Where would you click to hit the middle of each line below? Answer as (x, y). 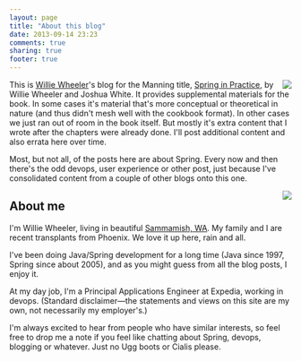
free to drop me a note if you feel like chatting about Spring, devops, (135, 337)
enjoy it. (24, 273)
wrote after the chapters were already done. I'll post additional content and (147, 132)
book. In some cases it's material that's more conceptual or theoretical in (144, 103)
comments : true (38, 43)
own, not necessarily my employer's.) (78, 310)
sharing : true (36, 51)
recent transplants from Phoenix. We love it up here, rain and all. (128, 237)
